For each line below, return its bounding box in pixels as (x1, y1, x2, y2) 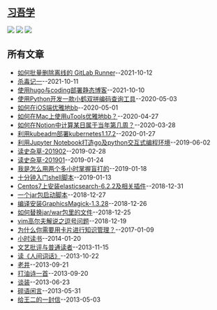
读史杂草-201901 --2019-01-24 (17, 156, 104, 164)
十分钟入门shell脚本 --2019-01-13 (17, 173, 112, 182)
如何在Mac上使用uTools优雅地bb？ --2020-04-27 (17, 112, 159, 120)
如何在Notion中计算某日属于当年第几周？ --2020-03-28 (17, 121, 176, 129)
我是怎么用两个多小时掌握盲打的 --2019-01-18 (17, 164, 147, 172)
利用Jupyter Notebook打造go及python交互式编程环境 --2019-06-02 (17, 138, 211, 147)
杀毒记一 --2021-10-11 (17, 77, 79, 85)
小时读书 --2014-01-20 (17, 234, 82, 242)
